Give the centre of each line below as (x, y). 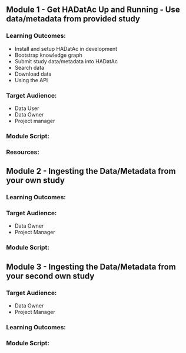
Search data (29, 67)
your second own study (50, 276)
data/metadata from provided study (73, 19)
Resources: (23, 152)
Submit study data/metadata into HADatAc (66, 61)
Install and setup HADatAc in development (66, 48)
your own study (35, 181)
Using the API (31, 80)
